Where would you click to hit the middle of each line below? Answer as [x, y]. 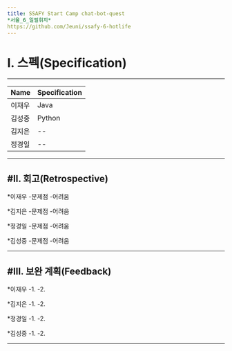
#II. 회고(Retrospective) [58, 178]
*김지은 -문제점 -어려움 [38, 211]
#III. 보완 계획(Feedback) [59, 271]
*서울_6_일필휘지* [29, 20]
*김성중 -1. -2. [27, 333]
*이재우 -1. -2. [27, 289]
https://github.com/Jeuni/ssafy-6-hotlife [69, 26]
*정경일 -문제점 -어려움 [38, 226]
